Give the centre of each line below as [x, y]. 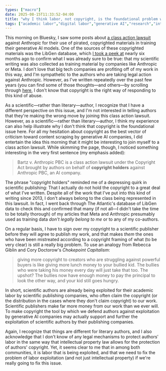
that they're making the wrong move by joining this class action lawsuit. [78, 116]
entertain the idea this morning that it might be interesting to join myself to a [82, 142]
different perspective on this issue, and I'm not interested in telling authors [81, 111]
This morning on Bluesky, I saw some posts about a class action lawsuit [78, 38]
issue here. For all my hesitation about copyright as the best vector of [76, 131]
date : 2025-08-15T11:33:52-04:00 [40, 14]
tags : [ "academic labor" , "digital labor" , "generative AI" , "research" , [79, 24]
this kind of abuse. [24, 96]
